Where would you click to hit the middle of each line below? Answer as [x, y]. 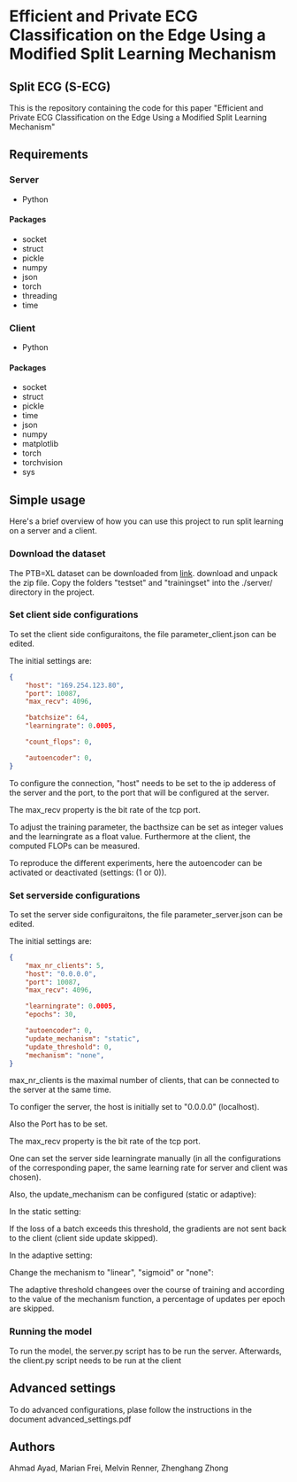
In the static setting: [45, 1212]
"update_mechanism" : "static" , [83, 1039]
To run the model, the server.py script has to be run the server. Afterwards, [145, 1351]
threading [39, 295]
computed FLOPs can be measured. [75, 846]
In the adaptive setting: [51, 1255]
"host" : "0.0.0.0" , [61, 974]
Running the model [51, 1331]
